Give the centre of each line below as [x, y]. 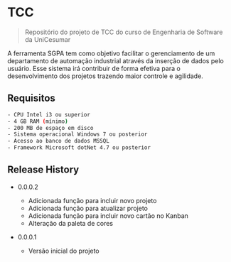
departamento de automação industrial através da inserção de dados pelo [116, 60]
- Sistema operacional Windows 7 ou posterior [77, 135]
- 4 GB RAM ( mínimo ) [38, 121]
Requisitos [31, 98]
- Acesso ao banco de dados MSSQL [59, 141]
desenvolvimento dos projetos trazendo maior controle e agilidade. [106, 76]
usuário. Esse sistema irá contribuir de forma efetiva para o [94, 68]
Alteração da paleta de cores [71, 223]
